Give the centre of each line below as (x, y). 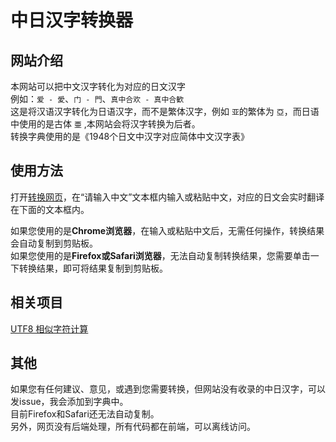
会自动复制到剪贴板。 (54, 243)
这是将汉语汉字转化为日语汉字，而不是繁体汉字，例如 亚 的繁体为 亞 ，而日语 (165, 111)
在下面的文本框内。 (50, 209)
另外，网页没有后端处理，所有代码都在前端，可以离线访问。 (133, 427)
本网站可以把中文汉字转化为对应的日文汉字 (98, 86)
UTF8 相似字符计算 (49, 328)
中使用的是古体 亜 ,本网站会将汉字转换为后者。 (105, 124)
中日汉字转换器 (72, 20)
